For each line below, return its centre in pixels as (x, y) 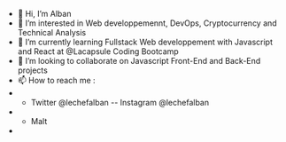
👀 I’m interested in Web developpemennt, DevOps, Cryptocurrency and (147, 23)
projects (33, 70)
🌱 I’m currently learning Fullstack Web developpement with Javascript (145, 42)
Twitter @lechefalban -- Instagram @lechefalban (120, 103)
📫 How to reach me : (56, 80)
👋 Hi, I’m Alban (44, 14)
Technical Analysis (52, 32)
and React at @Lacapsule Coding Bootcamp (98, 51)
